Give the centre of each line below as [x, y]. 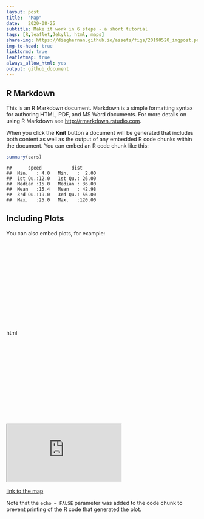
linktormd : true [27, 52]
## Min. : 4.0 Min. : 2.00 [51, 174]
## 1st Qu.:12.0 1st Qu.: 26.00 [51, 179]
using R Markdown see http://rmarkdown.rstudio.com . [74, 121]
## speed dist [45, 168]
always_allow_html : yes [36, 63]
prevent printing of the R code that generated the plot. [74, 509]
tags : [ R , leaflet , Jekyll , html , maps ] [55, 35]
